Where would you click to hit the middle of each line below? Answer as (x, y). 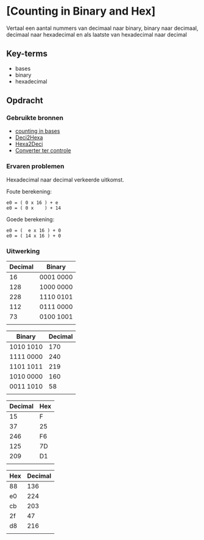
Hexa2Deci (29, 144)
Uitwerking (23, 251)
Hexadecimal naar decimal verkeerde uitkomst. (65, 179)
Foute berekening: (29, 191)
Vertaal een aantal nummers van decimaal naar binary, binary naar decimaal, (102, 28)
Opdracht (25, 101)
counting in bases (37, 131)
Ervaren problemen (36, 166)
